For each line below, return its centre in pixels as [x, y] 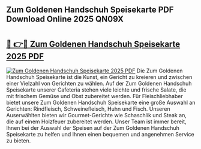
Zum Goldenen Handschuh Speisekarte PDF [90, 10]
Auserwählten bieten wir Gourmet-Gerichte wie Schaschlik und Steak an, [97, 115]
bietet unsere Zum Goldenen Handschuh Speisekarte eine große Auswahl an [101, 102]
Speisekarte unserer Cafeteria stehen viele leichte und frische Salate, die [96, 90]
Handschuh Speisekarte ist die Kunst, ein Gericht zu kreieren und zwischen [99, 77]
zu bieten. [19, 141]
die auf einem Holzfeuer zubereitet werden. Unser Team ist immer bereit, [97, 121]
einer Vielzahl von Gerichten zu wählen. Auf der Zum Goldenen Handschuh [99, 83]
